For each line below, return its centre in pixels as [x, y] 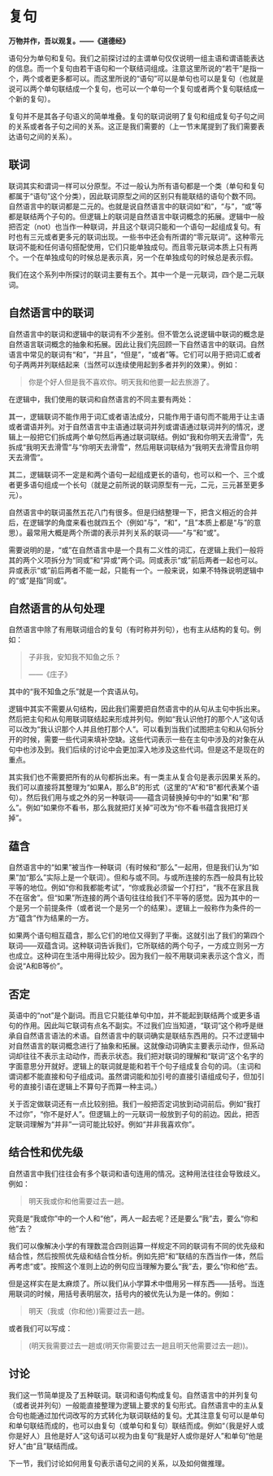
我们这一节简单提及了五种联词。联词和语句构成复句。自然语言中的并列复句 [133, 1395]
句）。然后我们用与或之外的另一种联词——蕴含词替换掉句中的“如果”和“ [125, 797]
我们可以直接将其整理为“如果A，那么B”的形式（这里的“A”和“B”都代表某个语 [134, 788]
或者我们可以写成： [41, 1328]
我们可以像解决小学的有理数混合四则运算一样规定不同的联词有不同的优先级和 [136, 1245]
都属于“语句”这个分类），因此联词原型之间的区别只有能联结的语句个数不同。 [134, 195]
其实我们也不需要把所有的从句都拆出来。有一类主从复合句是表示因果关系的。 [136, 777]
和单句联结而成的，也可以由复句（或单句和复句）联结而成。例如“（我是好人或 [136, 1425]
